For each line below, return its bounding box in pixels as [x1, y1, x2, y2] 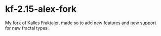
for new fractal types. [5, 25, 49, 31]
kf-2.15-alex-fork [5, 3, 77, 15]
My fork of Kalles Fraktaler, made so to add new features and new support [5, 20, 157, 26]
